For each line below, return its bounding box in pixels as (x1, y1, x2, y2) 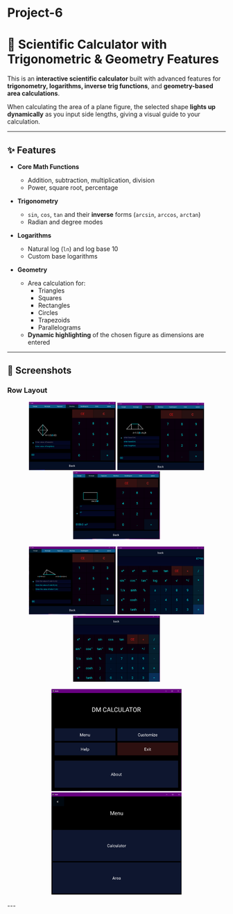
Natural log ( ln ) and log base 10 (27, 245, 119, 253)
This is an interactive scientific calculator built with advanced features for (7, 74, 221, 83)
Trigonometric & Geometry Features (7, 51, 220, 67)
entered (27, 338, 51, 346)
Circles (37, 308, 58, 317)
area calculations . (7, 89, 60, 98)
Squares (37, 293, 62, 302)
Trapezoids (37, 316, 71, 324)
